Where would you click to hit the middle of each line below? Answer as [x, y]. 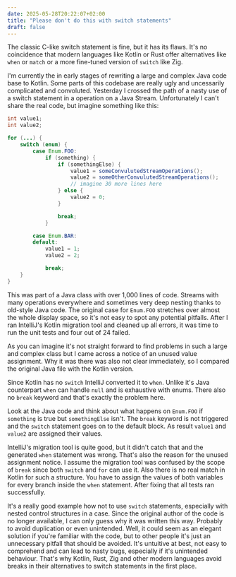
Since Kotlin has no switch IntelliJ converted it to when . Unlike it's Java [108, 382]
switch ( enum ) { [44, 145]
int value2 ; [25, 125]
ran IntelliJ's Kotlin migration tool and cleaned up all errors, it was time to [113, 325]
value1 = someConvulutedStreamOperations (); [136, 171]
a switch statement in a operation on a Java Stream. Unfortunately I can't [113, 98]
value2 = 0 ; [88, 197]
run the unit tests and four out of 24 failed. [69, 332]
